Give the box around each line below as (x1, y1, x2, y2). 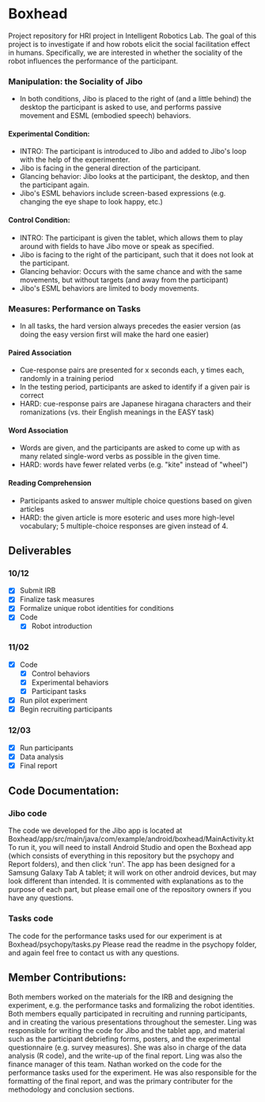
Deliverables (8, 543, 72, 557)
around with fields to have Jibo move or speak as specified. (19, 241, 214, 250)
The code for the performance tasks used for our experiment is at (8, 931, 223, 940)
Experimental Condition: (8, 128, 90, 139)
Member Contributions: (8, 971, 127, 985)
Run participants (19, 742, 74, 753)
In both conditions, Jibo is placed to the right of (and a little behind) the (19, 94, 252, 104)
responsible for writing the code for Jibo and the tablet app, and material (8, 1025, 245, 1035)
